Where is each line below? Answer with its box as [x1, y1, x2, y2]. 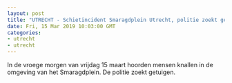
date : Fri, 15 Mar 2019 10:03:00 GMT [7, 23, 116, 29]
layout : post [7, 10, 45, 17]
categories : [7, 29, 41, 36]
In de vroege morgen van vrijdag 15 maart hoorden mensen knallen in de [7, 61, 214, 69]
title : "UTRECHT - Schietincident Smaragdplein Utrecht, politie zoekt [7, 16, 217, 23]
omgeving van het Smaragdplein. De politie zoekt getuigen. [7, 68, 176, 76]
